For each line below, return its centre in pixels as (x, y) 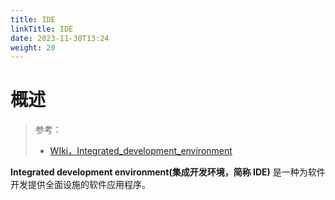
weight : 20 (33, 47)
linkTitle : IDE (42, 29)
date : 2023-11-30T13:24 (60, 38)
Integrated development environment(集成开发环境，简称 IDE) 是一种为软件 (168, 172)
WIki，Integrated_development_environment (141, 151)
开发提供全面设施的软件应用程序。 (80, 185)
